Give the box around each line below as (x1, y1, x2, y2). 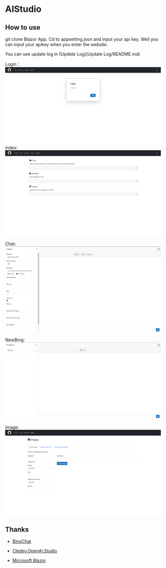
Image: (5, 424, 19, 431)
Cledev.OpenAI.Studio (12, 548, 58, 554)
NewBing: (5, 337, 25, 343)
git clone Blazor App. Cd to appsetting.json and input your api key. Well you (5, 36, 159, 42)
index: (5, 144, 18, 150)
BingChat (12, 538, 32, 544)
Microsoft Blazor (12, 558, 46, 564)
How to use (5, 23, 41, 32)
